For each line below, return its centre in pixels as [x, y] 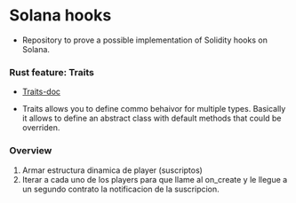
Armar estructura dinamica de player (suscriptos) [112, 170]
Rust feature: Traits [52, 72]
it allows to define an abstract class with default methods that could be [152, 118]
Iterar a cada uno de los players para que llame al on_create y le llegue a [155, 179]
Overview [31, 151]
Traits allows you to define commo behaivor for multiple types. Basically [154, 109]
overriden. [41, 128]
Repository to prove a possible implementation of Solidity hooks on [145, 40]
